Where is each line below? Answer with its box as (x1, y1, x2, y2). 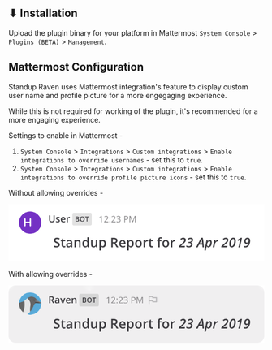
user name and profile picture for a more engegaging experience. (8, 90, 227, 100)
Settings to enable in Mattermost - (8, 130, 123, 140)
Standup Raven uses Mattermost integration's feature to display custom (8, 81, 248, 92)
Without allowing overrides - (8, 188, 104, 197)
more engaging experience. (8, 115, 101, 124)
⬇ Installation (8, 6, 79, 20)
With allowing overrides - (8, 270, 93, 279)
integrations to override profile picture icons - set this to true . (19, 172, 247, 182)
